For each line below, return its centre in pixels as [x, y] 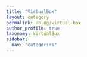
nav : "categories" [35, 45]
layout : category [28, 17]
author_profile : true [33, 28]
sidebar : [17, 39]
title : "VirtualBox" [32, 12]
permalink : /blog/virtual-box [44, 23]
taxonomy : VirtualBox [33, 34]
